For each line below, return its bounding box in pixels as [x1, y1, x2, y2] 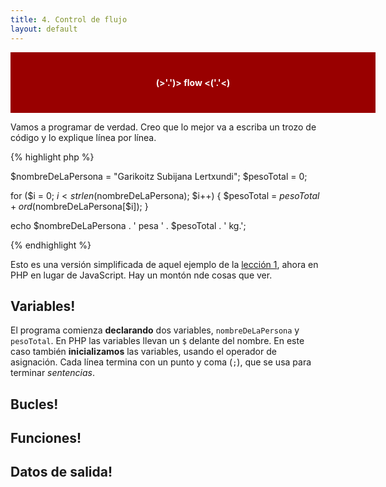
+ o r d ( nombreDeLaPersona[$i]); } [10, 200, 149, 212]
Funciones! [10, 430, 82, 447]
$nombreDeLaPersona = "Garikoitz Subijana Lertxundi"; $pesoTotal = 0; [10, 170, 308, 182]
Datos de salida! [10, 464, 113, 481]
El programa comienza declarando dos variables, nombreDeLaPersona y [10, 324, 300, 336]
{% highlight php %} [10, 151, 95, 163]
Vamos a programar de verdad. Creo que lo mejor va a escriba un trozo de [10, 121, 317, 133]
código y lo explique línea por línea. [10, 131, 157, 143]
